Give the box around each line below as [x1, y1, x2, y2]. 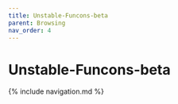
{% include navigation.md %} [8, 87, 105, 96]
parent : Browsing [8, 19, 66, 27]
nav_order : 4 [8, 26, 52, 34]
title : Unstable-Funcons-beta [8, 11, 109, 20]
